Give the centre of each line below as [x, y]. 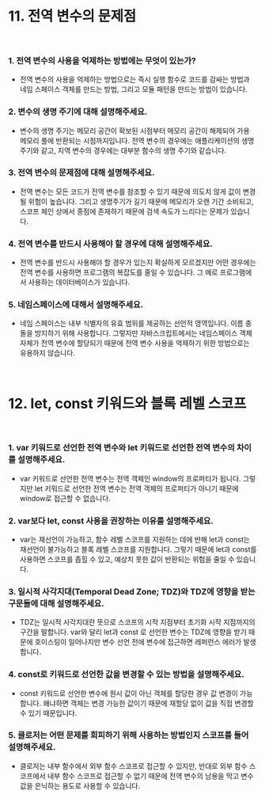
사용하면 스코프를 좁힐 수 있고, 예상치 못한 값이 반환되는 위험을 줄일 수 [127, 559]
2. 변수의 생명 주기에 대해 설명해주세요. [78, 112]
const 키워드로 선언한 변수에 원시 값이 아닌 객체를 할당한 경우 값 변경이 [129, 693]
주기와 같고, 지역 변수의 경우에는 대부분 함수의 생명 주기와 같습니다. [123, 150]
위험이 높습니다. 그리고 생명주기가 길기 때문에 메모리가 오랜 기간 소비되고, [141, 201]
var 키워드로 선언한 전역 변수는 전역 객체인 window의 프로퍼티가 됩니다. [130, 478]
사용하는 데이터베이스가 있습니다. [79, 283]
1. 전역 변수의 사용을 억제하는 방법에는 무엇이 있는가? [102, 60]
